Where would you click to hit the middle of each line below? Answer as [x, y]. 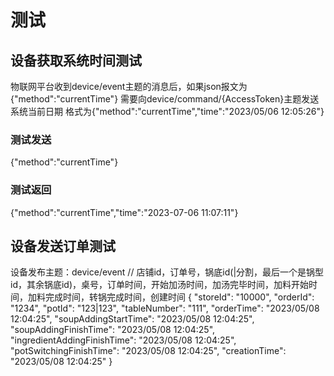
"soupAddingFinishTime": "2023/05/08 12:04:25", [113, 330]
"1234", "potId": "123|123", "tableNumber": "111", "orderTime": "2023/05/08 [165, 308]
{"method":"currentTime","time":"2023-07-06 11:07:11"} [124, 212]
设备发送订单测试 [63, 246]
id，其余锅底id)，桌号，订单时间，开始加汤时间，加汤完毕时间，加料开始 [160, 285]
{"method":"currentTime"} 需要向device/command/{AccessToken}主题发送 [165, 99]
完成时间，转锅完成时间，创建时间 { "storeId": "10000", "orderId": [179, 297]
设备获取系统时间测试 [76, 60]
